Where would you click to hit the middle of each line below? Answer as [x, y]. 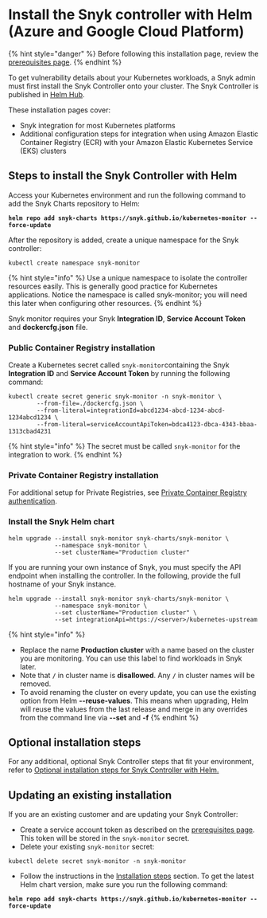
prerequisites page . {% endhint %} [65, 62]
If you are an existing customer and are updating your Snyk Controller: [123, 814]
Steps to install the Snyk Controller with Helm [123, 176]
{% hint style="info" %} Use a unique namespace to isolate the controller [128, 277]
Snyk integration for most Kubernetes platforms [98, 125]
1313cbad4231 [30, 432]
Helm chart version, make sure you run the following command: [124, 885]
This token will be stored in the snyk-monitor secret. [104, 838]
